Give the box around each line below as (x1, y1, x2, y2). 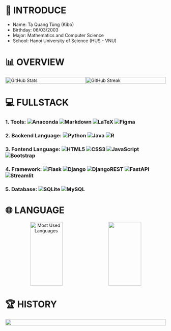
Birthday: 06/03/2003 (12, 26, 59, 33)
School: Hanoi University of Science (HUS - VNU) (12, 38, 117, 44)
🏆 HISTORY (5, 298, 57, 310)
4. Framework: (5, 165, 42, 172)
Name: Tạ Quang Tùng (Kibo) (12, 21, 74, 27)
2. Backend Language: (5, 132, 62, 139)
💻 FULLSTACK (5, 97, 69, 108)
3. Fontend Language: (5, 145, 61, 153)
